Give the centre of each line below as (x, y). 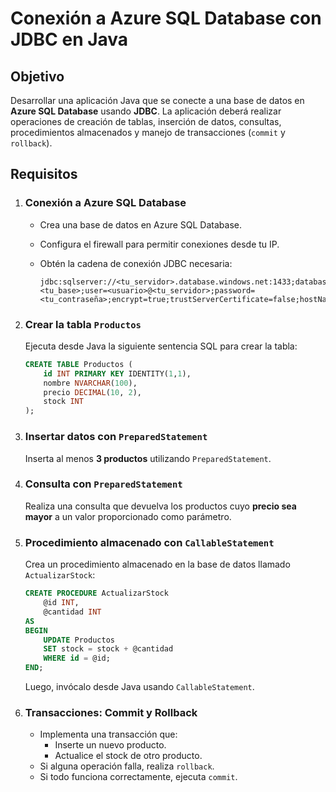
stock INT (63, 402)
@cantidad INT (72, 612)
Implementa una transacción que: (108, 734)
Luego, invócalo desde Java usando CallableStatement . (139, 686)
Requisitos (44, 174)
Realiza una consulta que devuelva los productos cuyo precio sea (160, 506)
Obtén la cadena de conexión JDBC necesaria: (136, 263)
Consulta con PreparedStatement (103, 484)
